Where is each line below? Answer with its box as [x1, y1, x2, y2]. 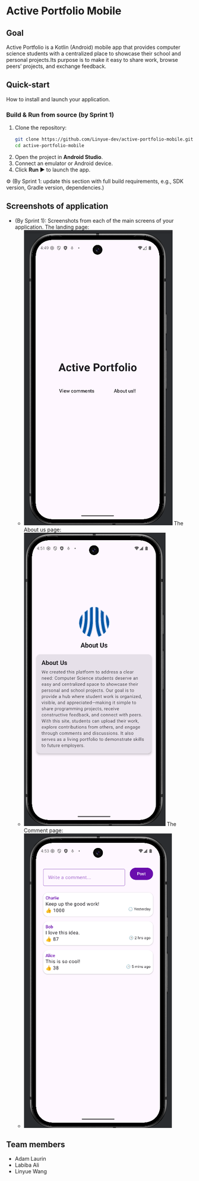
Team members [6, 1139, 65, 1150]
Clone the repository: [14, 124, 67, 132]
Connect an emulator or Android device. [14, 160, 113, 167]
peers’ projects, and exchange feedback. [6, 63, 107, 70]
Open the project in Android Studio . [14, 153, 103, 160]
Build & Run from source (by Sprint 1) [6, 110, 115, 119]
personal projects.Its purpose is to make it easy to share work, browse [6, 57, 178, 63]
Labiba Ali [14, 1161, 40, 1168]
